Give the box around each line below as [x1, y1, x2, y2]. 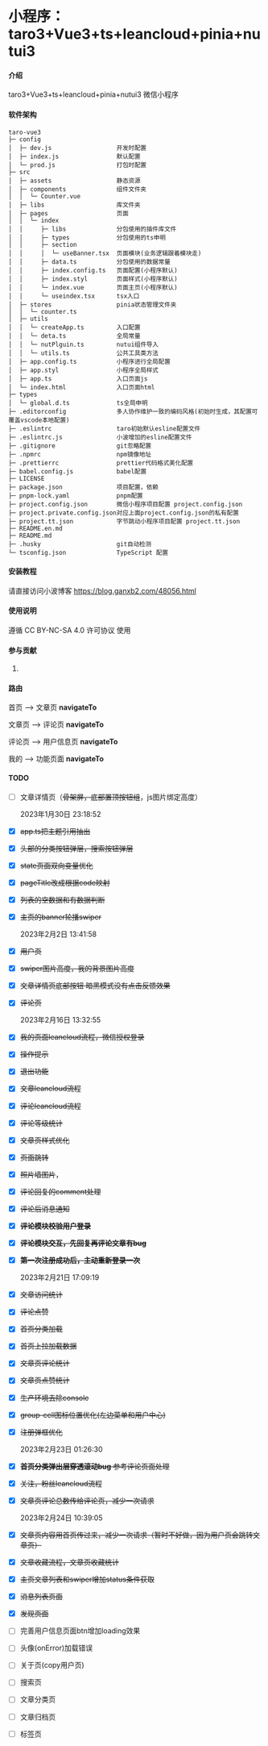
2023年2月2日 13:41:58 [19, 929, 97, 940]
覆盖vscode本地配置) [8, 416, 70, 424]
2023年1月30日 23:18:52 [19, 809, 101, 819]
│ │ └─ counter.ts [8, 307, 78, 315]
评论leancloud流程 [19, 1101, 82, 1111]
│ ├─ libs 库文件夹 [8, 201, 141, 209]
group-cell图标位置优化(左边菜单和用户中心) [19, 1410, 167, 1419]
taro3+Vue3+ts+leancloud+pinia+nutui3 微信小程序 [8, 90, 179, 99]
